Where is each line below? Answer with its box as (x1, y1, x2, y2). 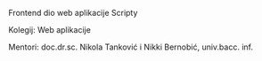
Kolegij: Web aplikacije (8, 25, 91, 34)
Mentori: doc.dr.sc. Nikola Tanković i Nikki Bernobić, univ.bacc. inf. (8, 42, 253, 52)
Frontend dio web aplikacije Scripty (8, 8, 138, 18)
